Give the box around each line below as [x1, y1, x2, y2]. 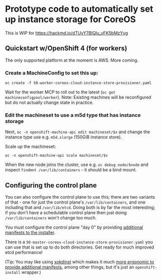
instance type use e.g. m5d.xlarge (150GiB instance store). [5, 134, 122, 140]
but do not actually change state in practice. [5, 99, 94, 106]
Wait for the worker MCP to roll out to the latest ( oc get [5, 89, 116, 95]
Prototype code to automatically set [5, 3, 154, 15]
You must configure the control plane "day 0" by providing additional [5, 224, 143, 231]
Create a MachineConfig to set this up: [5, 70, 99, 76]
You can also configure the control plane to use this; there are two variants [5, 194, 155, 200]
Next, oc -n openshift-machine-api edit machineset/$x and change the [5, 129, 150, 135]
